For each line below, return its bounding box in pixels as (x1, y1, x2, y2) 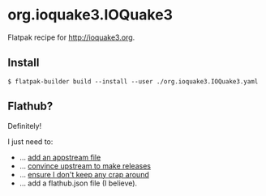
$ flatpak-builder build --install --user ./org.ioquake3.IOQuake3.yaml (7, 77, 259, 86)
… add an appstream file (19, 152, 101, 162)
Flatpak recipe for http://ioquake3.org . (7, 32, 135, 42)
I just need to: (7, 136, 54, 147)
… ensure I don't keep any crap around (19, 169, 149, 179)
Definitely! (7, 121, 42, 130)
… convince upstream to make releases (19, 160, 152, 171)
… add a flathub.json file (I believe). (19, 178, 138, 188)
